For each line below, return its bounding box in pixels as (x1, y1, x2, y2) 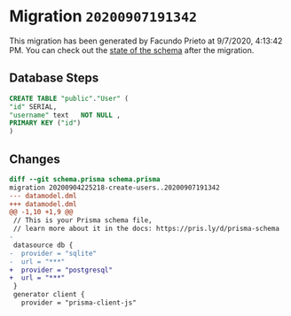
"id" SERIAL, (9, 102, 58, 112)
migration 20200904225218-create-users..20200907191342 (9, 183, 220, 192)
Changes (9, 151, 60, 166)
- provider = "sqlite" (9, 249, 98, 258)
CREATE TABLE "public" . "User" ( (9, 94, 129, 103)
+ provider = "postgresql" (9, 266, 114, 274)
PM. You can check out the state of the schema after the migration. (9, 44, 255, 55)
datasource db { (12, 241, 74, 250)
